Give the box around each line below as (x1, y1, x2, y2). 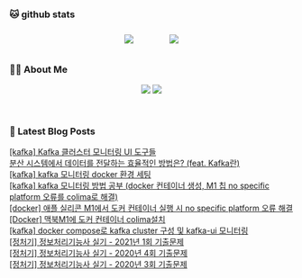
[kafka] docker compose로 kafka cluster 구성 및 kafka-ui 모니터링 (9, 225, 249, 236)
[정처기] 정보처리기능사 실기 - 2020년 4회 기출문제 (9, 247, 188, 258)
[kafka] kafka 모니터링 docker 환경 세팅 (9, 168, 151, 179)
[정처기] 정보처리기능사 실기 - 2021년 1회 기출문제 (9, 236, 185, 247)
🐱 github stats (9, 8, 76, 21)
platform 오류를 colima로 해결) (9, 191, 119, 202)
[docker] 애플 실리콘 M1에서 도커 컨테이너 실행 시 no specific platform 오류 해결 (9, 202, 293, 213)
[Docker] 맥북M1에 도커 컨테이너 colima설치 (9, 213, 166, 224)
